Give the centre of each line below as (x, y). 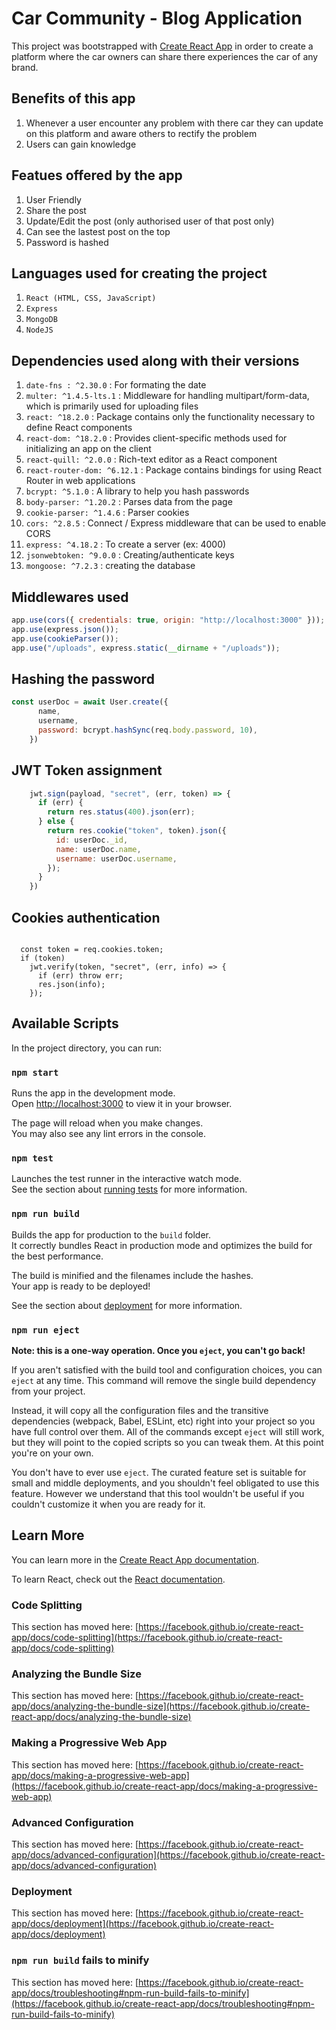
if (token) (43, 958)
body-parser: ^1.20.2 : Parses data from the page (129, 502)
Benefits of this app (73, 98)
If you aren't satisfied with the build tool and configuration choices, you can (167, 1369)
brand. (25, 67)
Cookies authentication (86, 917)
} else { (56, 822)
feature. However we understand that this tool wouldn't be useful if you (158, 1493)
